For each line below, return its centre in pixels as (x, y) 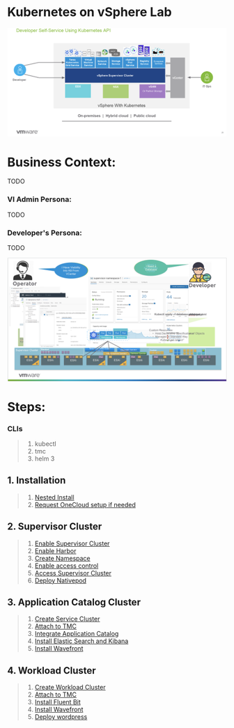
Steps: (26, 406)
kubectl (46, 444)
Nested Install (54, 497)
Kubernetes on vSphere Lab (89, 12)
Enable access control (67, 566)
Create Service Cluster (67, 619)
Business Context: (62, 162)
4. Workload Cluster (52, 671)
